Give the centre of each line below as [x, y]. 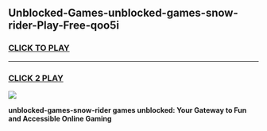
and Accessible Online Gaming [60, 118]
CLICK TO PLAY [39, 48]
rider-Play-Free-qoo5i [64, 26]
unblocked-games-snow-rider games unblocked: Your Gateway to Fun [128, 110]
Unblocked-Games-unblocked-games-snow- [123, 13]
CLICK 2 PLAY [36, 78]
